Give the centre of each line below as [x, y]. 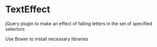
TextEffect [28, 9]
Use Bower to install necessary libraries [47, 39]
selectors [15, 29]
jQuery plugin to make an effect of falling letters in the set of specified [79, 24]
